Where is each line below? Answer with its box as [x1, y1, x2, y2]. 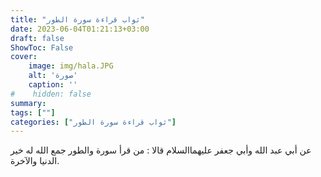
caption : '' [28, 80, 78, 90]
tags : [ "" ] [10, 107, 56, 118]
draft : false [10, 33, 65, 43]
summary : [10, 98, 47, 108]
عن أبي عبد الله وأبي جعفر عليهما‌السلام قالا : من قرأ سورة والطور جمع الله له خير [10, 144, 312, 156]
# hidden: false [10, 89, 92, 99]
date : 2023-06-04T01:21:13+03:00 [10, 24, 150, 34]
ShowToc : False [10, 42, 74, 53]
